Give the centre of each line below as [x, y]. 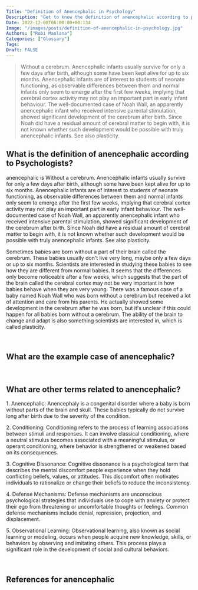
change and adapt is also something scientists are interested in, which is [94, 320]
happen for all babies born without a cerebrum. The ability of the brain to [95, 314]
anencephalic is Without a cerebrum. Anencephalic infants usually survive [96, 177]
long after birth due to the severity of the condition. [68, 416]
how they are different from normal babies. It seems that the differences [93, 270]
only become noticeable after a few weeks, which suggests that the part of [97, 276]
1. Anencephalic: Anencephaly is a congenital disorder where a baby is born [98, 404]
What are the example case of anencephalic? [90, 356]
